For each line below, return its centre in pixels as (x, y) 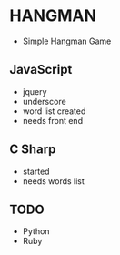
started (36, 171)
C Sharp (33, 150)
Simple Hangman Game (67, 41)
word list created (54, 111)
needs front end (53, 120)
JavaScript (41, 70)
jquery (35, 91)
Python (36, 231)
